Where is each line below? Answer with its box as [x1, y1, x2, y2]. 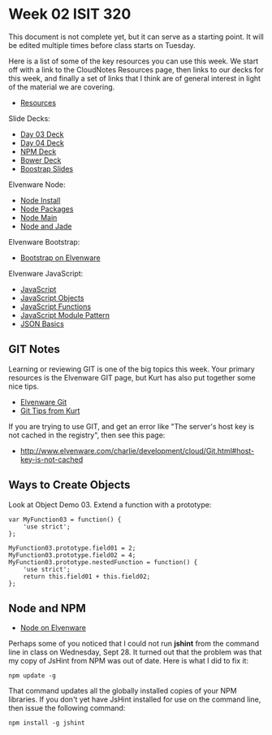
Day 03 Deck [19, 129, 64, 139]
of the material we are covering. [8, 82, 115, 92]
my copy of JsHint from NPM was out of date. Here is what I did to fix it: [8, 656, 249, 666]
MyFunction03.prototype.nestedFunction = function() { [8, 558, 198, 566]
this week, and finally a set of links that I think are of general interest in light [8, 73, 261, 83]
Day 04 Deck [19, 137, 65, 147]
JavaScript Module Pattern [19, 310, 110, 320]
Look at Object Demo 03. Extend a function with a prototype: [8, 499, 212, 509]
